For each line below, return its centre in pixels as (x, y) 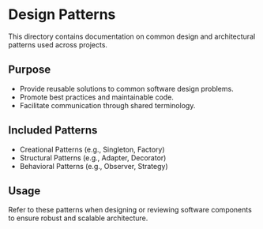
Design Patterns (62, 15)
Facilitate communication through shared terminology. (107, 105)
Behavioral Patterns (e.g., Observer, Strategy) (94, 166)
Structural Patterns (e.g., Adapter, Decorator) (93, 158)
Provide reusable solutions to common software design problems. (127, 88)
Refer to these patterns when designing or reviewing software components (130, 210)
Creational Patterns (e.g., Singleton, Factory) (92, 149)
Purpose (30, 70)
